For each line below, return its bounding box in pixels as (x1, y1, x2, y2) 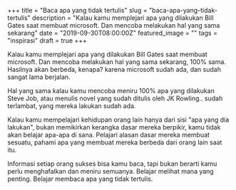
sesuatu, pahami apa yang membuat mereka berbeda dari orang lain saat (7, 138, 222, 147)
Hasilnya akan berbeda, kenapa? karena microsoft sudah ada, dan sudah (7, 65, 221, 73)
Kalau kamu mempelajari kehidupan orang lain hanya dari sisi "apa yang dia (7, 115, 230, 124)
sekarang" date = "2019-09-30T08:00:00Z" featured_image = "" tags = (7, 28, 217, 37)
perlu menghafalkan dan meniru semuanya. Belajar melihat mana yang (7, 167, 214, 175)
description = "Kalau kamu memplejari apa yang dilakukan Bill (31, 14, 214, 22)
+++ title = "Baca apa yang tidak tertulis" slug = (7, 6, 148, 14)
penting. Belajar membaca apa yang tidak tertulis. (7, 174, 153, 183)
